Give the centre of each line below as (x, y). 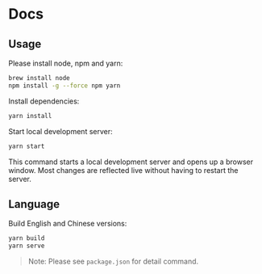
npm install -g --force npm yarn (64, 86)
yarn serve (27, 246)
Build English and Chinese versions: (68, 224)
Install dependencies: (44, 101)
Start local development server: (60, 131)
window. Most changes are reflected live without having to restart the (123, 170)
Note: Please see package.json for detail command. (113, 261)
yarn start (27, 146)
